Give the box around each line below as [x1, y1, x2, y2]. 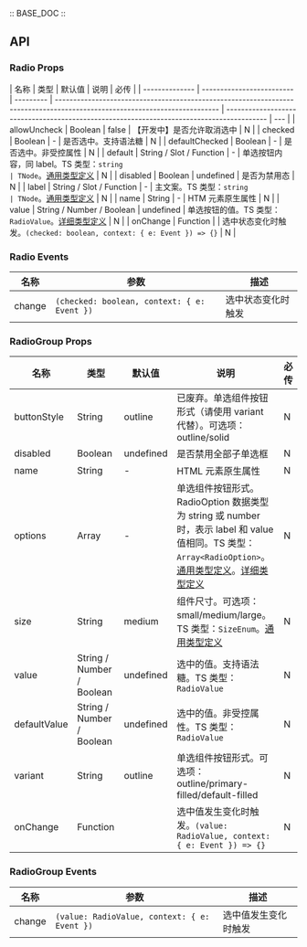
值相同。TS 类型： [176, 537, 256, 549]
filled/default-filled [176, 789, 259, 802]
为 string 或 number [176, 509, 260, 522]
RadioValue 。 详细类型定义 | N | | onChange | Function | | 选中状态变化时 [9, 215, 279, 227]
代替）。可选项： [176, 420, 246, 432]
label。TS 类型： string [35, 158, 123, 169]
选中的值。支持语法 [176, 658, 259, 671]
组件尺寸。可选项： [176, 595, 259, 608]
